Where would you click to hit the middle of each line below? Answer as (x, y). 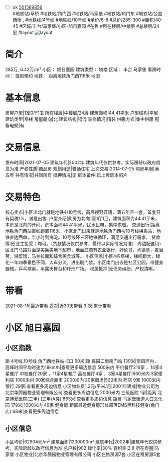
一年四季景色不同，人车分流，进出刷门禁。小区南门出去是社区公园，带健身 (86, 262)
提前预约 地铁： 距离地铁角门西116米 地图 (57, 76)
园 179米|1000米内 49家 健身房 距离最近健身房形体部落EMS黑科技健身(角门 (82, 405)
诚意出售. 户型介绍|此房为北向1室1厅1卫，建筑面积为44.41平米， (94, 218)
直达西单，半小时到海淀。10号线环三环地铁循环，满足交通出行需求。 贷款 (85, 237)
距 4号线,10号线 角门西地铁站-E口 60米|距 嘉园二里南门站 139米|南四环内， (82, 361)
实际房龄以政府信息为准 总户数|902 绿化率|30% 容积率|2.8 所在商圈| (84, 448)
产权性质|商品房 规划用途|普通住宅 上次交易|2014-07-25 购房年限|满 (89, 168)
